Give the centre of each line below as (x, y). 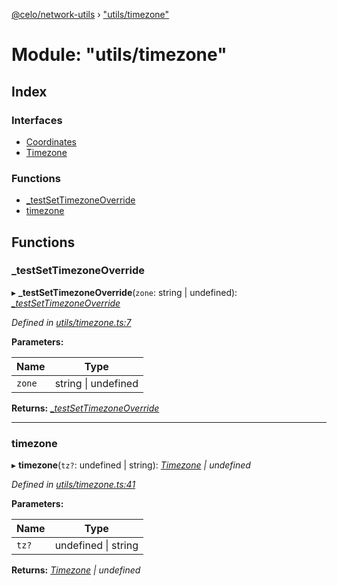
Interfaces (37, 120)
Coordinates (51, 141)
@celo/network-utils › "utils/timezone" (90, 14)
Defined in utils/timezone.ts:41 (73, 485)
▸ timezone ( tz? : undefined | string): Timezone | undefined (131, 465)
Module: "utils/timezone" (119, 55)
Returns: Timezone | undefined (76, 570)
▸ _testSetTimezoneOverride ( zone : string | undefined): (124, 292)
